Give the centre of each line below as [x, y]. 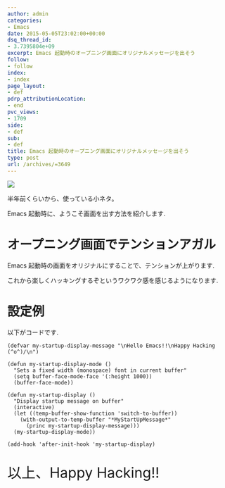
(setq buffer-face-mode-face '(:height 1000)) [83, 376]
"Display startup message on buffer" [69, 401]
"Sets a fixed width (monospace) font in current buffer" [101, 370]
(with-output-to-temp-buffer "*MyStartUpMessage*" [96, 420]
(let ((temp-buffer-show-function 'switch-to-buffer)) [96, 413]
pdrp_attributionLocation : [47, 99]
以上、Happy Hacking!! [83, 473]
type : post [23, 158]
